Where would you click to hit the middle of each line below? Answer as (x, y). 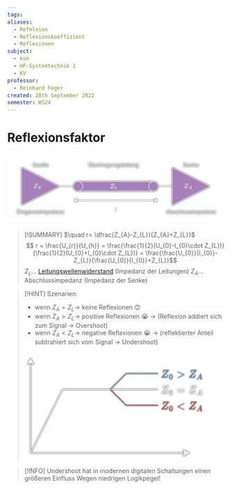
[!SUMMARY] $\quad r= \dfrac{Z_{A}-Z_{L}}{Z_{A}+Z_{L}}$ (110, 235)
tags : (15, 15)
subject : (20, 51)
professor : (23, 81)
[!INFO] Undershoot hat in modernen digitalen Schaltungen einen (117, 471)
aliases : (20, 22)
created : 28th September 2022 (51, 95)
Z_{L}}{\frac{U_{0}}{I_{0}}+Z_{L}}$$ (125, 260)
